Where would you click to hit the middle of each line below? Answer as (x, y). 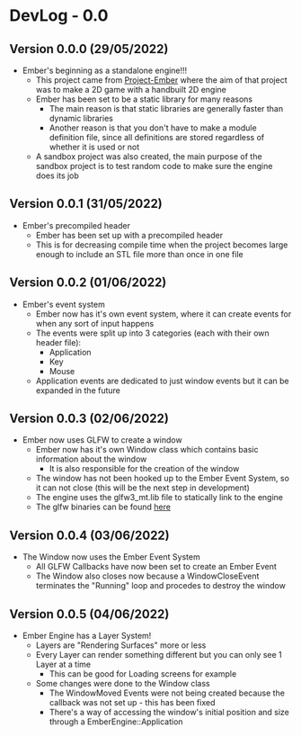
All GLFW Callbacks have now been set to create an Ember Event (156, 567)
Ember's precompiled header (76, 225)
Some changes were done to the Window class (123, 684)
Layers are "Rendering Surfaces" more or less (121, 645)
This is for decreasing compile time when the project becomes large (162, 245)
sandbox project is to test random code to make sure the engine (154, 166)
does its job (57, 175)
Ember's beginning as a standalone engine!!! (105, 70)
